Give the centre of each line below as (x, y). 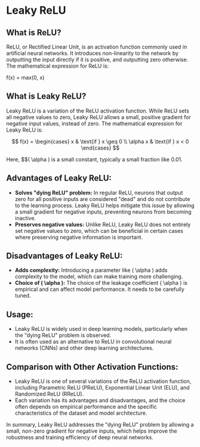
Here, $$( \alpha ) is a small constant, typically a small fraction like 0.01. (95, 159)
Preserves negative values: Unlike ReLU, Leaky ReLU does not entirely (103, 224)
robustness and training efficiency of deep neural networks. (80, 437)
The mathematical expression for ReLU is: (58, 66)
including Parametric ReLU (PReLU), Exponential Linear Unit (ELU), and (102, 388)
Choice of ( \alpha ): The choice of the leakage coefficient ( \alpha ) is (101, 283)
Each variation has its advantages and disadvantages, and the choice (100, 400)
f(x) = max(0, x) (25, 77)
